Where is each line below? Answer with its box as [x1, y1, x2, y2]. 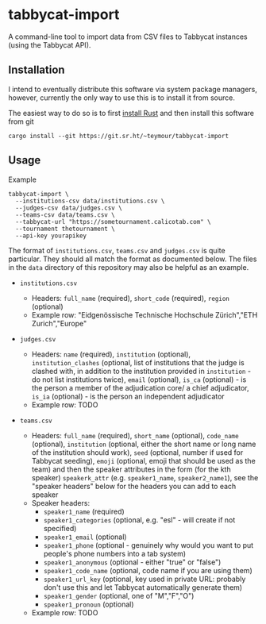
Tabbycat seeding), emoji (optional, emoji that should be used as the [31, 456, 256, 465]
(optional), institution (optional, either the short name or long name [31, 439, 256, 449]
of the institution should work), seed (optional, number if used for [31, 447, 244, 457]
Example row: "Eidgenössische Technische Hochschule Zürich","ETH [31, 310, 258, 319]
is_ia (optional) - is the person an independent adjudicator [31, 391, 225, 401]
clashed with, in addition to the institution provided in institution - [31, 366, 252, 376]
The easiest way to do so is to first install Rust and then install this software [8, 108, 255, 117]
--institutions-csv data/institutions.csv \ [15, 197, 165, 205]
